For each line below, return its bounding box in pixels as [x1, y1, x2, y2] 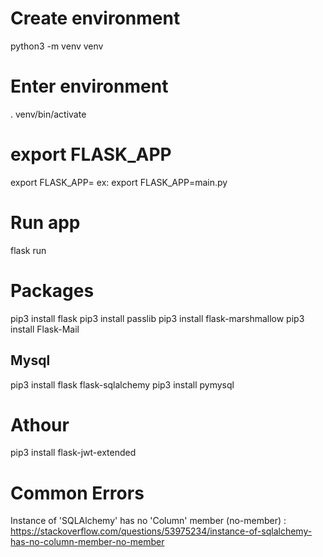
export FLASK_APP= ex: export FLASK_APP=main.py [10, 176, 228, 188]
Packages [10, 279, 95, 302]
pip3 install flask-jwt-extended [10, 447, 137, 459]
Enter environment [10, 75, 169, 98]
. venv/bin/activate [10, 108, 87, 120]
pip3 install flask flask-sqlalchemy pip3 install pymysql [10, 378, 235, 391]
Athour [10, 413, 70, 436]
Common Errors [10, 482, 145, 504]
